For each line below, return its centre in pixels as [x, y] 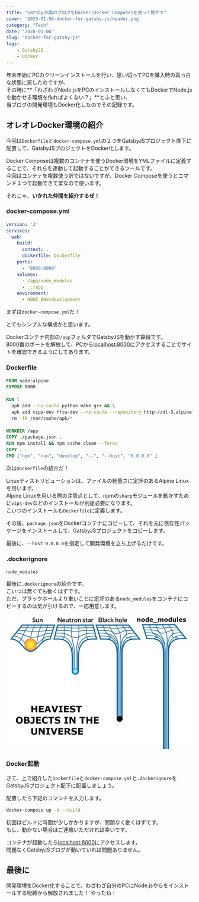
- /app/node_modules [47, 281]
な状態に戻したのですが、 [37, 82]
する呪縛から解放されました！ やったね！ [66, 893]
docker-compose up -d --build [44, 810]
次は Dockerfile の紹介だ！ [38, 468]
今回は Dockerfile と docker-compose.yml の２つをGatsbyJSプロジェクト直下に [99, 140]
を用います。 [22, 488]
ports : [25, 262]
